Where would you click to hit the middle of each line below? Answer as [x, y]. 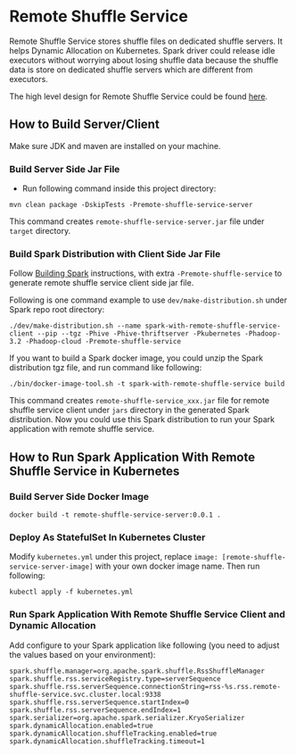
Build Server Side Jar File [65, 169]
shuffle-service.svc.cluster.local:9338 [86, 694]
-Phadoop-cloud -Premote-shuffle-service [103, 342]
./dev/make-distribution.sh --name [75, 326]
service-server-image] [51, 567]
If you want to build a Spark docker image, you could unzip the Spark [136, 358]
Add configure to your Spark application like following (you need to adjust [144, 645]
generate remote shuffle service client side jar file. [102, 283]
